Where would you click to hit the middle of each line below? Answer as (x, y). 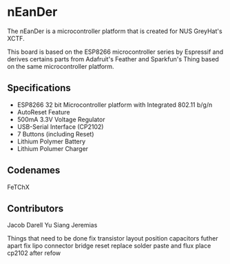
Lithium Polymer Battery (51, 141)
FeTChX (18, 187)
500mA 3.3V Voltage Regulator (61, 119)
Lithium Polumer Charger (52, 148)
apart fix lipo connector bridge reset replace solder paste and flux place (109, 246)
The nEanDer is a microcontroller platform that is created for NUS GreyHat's (115, 31)
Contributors (35, 209)
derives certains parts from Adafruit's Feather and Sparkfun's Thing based (113, 59)
